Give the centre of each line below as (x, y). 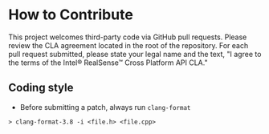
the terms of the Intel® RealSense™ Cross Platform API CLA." (108, 63)
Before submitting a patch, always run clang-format (105, 107)
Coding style (41, 88)
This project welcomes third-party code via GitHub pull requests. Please (128, 37)
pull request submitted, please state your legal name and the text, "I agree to (135, 54)
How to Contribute (71, 15)
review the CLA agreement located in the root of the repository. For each (128, 45)
